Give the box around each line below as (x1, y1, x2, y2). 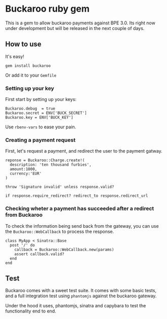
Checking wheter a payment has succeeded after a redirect (5, 205, 154, 212)
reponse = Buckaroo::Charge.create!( (5, 158, 85, 163)
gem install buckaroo (5, 63, 51, 68)
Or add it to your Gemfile (5, 72, 57, 78)
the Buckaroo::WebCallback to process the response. (5, 228, 114, 234)
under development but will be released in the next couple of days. (5, 25, 145, 31)
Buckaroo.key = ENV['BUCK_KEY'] (5, 115, 73, 120)
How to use (5, 40, 41, 49)
